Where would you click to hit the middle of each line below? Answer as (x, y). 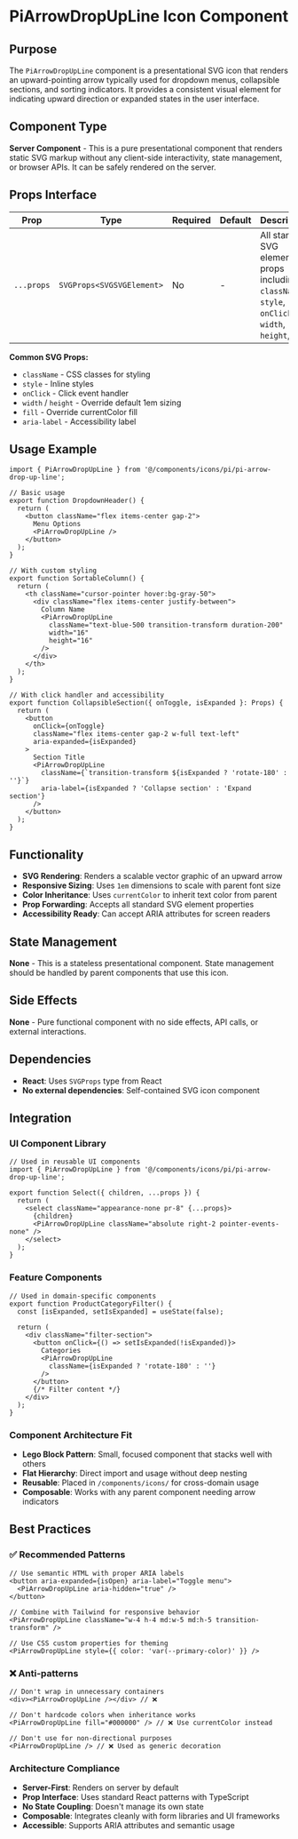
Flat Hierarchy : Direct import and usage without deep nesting (134, 1473)
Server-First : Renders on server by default (100, 1787)
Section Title (59, 757)
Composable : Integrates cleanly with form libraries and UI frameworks (151, 1816)
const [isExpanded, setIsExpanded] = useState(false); (121, 1311)
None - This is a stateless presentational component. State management (142, 963)
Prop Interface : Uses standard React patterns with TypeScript (136, 1797)
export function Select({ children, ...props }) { (105, 1193)
